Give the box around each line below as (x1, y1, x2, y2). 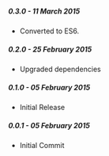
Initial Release (19, 102, 66, 112)
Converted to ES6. (19, 26, 80, 36)
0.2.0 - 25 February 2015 (8, 44, 92, 54)
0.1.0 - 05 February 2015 (8, 82, 91, 92)
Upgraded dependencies (19, 64, 101, 74)
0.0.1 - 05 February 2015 (8, 120, 91, 130)
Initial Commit (19, 140, 65, 150)
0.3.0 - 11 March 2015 (8, 6, 81, 16)
